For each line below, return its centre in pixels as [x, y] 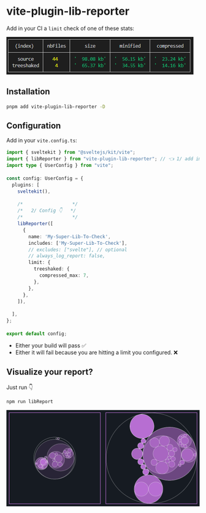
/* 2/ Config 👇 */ [47, 211]
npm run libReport [30, 401]
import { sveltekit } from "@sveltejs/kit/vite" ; [71, 152]
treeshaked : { [51, 269]
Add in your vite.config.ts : [42, 141]
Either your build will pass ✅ [51, 345]
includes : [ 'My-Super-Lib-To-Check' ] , [78, 243]
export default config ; [37, 334]
